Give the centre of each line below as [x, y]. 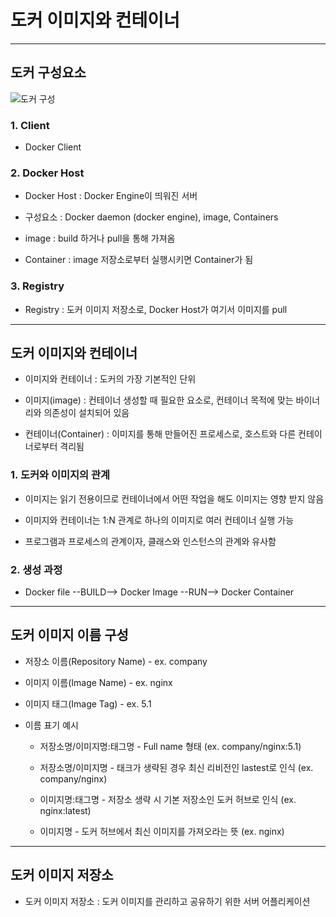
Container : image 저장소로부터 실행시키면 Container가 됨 [139, 260]
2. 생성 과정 [36, 569]
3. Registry [37, 286]
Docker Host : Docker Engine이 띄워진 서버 [111, 196]
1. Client [30, 125]
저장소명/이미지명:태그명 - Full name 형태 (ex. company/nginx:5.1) [170, 746]
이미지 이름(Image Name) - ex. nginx [98, 682]
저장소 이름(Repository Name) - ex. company [116, 661]
